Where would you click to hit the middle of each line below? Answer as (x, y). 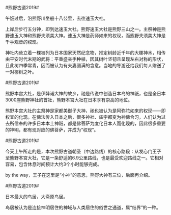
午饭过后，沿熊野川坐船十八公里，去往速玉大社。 (56, 18)
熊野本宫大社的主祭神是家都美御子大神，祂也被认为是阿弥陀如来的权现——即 (85, 111)
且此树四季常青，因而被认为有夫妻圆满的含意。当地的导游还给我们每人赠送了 (85, 65)
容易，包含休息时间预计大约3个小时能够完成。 (53, 164)
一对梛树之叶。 (21, 72)
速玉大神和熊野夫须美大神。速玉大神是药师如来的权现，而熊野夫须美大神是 (88, 35)
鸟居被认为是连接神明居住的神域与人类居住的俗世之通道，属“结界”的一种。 (83, 207)
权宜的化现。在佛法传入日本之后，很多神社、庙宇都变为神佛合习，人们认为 (83, 117)
